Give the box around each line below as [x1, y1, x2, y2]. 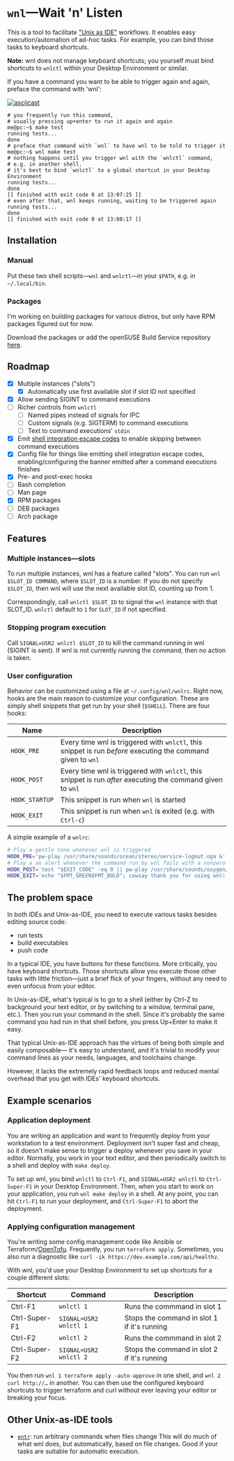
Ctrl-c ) [60, 815, 85, 825]
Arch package [17, 512, 58, 520]
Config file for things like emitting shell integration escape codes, [17, 450, 204, 458]
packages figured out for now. [7, 319, 94, 328]
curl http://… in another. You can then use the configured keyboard [7, 1379, 204, 1387]
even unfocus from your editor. [7, 982, 96, 990]
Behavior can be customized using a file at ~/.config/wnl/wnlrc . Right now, [7, 687, 224, 695]
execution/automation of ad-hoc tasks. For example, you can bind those [7, 35, 214, 43]
